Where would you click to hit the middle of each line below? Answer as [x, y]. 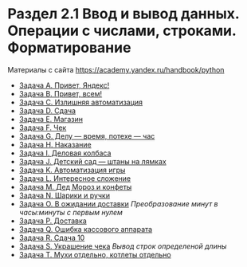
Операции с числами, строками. [122, 31]
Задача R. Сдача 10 [52, 238]
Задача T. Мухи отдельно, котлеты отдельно [95, 254]
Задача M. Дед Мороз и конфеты [75, 187]
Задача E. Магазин [51, 119]
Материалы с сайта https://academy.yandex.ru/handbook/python [116, 69]
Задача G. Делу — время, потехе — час [87, 135]
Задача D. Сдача [47, 110]
